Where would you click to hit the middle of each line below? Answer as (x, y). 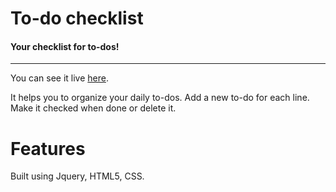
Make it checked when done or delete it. (93, 108)
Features (48, 148)
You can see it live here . (59, 78)
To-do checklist (77, 18)
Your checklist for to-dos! (65, 46)
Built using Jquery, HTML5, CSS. (77, 176)
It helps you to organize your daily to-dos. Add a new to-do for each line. (160, 98)
